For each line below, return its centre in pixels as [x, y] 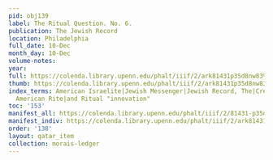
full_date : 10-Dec [39, 46]
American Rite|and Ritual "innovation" [83, 99]
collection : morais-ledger [54, 143]
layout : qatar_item [41, 136]
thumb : [19, 83]
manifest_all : [32, 114]
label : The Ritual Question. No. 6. [70, 23]
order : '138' [30, 128]
